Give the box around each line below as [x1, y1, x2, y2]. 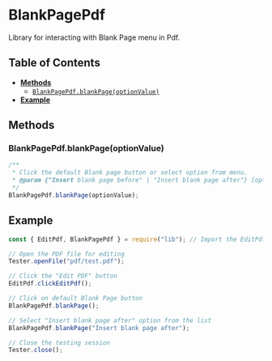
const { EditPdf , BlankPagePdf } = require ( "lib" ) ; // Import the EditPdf [8, 235, 266, 243]
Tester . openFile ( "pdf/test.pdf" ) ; [8, 257, 125, 265]
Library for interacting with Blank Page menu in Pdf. [8, 32, 181, 42]
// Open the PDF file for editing [8, 250, 125, 258]
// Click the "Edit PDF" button [8, 272, 117, 281]
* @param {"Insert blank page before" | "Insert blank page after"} [11, 176, 249, 184]
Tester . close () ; [8, 346, 63, 355]
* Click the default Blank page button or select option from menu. [11, 169, 249, 177]
